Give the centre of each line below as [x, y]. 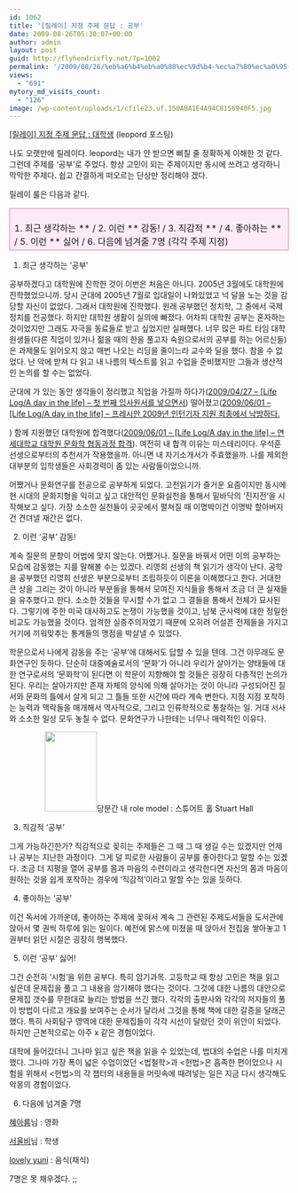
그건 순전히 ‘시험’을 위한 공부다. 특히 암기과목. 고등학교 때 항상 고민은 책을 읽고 [145, 977]
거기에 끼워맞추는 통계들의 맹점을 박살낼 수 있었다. [96, 633]
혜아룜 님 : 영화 [34, 1122]
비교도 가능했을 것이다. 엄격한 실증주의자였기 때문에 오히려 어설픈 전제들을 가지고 [149, 623]
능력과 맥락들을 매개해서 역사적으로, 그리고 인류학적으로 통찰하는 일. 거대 [144, 708]
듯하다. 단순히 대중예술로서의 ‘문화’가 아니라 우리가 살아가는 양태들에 [158, 663]
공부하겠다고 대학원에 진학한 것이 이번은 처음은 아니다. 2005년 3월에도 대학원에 [146, 284]
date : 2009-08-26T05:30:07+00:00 [71, 34]
